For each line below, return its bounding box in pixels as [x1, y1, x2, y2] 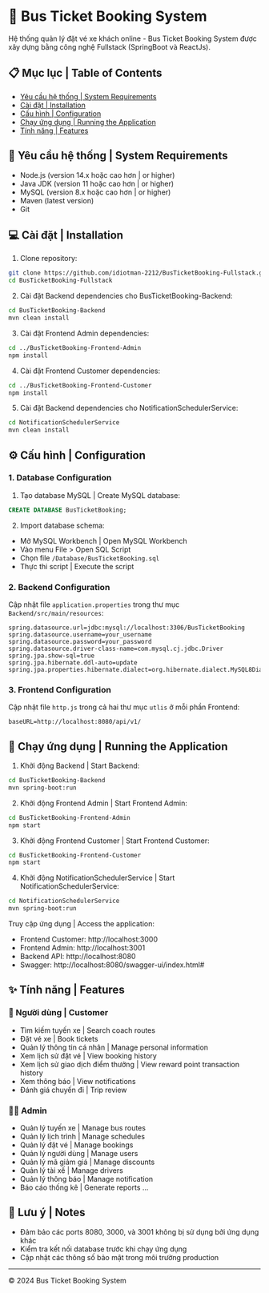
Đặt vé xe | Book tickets [19, 1034, 98, 1043]
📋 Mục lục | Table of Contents [8, 66, 163, 80]
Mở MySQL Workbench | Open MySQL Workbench [19, 536, 188, 545]
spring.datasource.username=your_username [8, 630, 152, 639]
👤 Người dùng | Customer [8, 1007, 109, 1018]
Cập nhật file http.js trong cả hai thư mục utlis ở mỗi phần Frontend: [8, 702, 240, 712]
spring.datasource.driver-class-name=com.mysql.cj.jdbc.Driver [8, 644, 224, 653]
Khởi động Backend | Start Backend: [19, 761, 140, 771]
